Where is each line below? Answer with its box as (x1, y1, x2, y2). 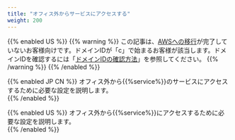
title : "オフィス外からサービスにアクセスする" (7, 10, 131, 18)
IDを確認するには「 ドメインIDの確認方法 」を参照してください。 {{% (19, 54, 219, 63)
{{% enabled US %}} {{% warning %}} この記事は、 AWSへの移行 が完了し (7, 37, 222, 46)
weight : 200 (7, 17, 42, 24)
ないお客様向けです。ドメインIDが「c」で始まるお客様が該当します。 (13, 46, 214, 54)
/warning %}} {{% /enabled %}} (7, 63, 101, 71)
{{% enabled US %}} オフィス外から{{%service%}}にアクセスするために (7, 108, 219, 117)
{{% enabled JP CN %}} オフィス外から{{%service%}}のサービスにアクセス (7, 77, 229, 85)
